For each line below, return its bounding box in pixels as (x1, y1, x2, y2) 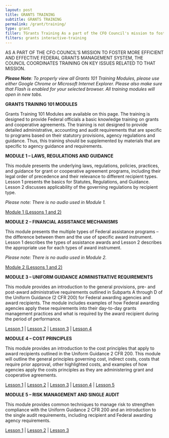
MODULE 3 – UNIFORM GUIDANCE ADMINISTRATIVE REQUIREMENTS (5, 273, 153, 280)
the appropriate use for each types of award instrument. (5, 244, 122, 250)
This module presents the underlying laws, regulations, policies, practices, (5, 162, 159, 169)
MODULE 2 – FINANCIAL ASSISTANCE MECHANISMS (5, 218, 118, 225)
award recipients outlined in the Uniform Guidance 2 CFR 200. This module (5, 350, 161, 356)
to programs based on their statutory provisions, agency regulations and (5, 132, 155, 138)
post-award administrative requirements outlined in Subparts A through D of (5, 289, 163, 295)
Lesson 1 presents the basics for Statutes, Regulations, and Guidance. (5, 179, 150, 185)
